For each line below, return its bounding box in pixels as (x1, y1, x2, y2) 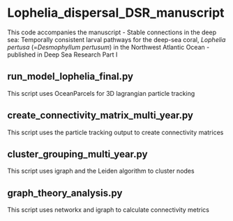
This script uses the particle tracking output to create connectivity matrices (7, 128, 224, 136)
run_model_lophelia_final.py (7, 71, 134, 83)
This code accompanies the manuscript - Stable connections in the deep (7, 28, 217, 36)
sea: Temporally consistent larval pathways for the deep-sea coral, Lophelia (7, 35, 226, 43)
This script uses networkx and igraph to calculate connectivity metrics (7, 206, 209, 214)
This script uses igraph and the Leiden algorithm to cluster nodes (7, 166, 195, 176)
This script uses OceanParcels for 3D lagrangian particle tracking (7, 89, 195, 97)
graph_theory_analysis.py (7, 187, 123, 199)
